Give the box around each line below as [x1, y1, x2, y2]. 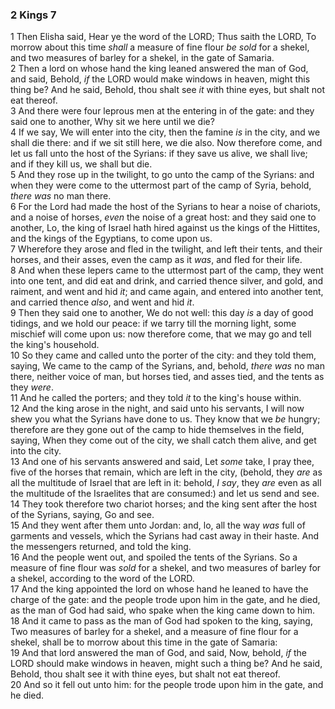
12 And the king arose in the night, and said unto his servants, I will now [10, 403, 305, 415]
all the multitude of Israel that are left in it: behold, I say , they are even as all [10, 477, 322, 489]
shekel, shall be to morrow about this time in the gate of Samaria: [10, 636, 278, 648]
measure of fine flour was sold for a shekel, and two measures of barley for [10, 562, 322, 574]
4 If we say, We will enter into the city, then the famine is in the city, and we [10, 126, 321, 138]
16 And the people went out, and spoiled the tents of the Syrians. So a [10, 551, 298, 563]
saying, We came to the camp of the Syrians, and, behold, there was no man [10, 360, 325, 372]
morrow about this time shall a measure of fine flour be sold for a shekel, [10, 41, 310, 53]
